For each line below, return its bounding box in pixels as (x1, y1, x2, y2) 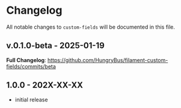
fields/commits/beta (6, 63, 56, 70)
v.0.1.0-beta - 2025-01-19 (6, 41, 105, 51)
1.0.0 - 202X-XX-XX (6, 80, 83, 90)
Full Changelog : (6, 56, 46, 63)
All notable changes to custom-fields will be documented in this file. (6, 23, 176, 30)
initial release (14, 96, 48, 103)
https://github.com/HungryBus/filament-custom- (47, 56, 168, 63)
